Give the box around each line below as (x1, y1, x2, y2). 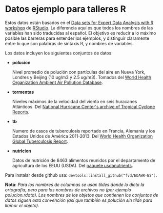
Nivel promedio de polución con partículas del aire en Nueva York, (12, 69, 145, 75)
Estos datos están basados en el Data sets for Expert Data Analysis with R (5, 20, 154, 26)
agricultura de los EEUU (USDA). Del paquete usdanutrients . (12, 162, 133, 168)
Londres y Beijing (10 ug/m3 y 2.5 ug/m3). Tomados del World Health (12, 74, 151, 80)
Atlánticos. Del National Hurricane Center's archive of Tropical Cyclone (12, 104, 155, 109)
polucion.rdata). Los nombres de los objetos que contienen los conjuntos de (5, 192, 159, 198)
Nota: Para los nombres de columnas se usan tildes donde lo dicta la (5, 182, 145, 187)
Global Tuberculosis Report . (12, 138, 68, 144)
